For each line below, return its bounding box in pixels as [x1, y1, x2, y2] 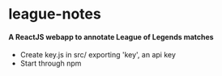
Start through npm [19, 58, 82, 69]
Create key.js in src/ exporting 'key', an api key [19, 50, 177, 60]
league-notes [8, 5, 101, 23]
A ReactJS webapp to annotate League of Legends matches [8, 32, 214, 41]
